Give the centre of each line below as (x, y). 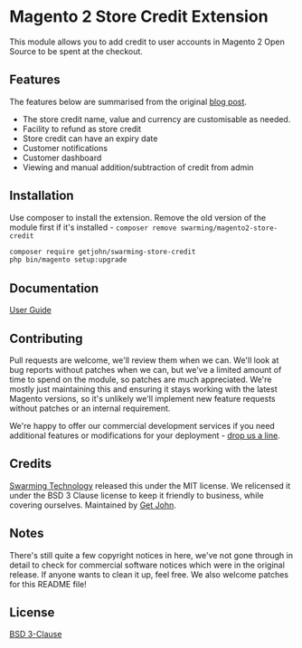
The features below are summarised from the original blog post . (128, 101)
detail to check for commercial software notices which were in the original (147, 565)
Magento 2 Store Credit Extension (139, 17)
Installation (42, 196)
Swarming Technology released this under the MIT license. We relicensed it (150, 485)
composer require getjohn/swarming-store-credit (103, 252)
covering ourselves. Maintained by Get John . (93, 505)
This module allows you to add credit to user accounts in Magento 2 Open (147, 42)
